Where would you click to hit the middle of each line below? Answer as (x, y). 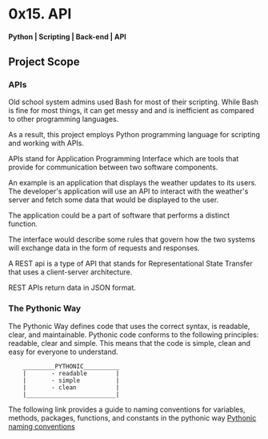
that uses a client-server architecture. (70, 272)
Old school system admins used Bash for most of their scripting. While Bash (133, 102)
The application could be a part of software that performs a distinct (119, 215)
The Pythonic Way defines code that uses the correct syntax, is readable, (129, 326)
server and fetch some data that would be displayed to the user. (114, 200)
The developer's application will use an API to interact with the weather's (128, 191)
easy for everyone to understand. (63, 352)
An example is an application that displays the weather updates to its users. (133, 183)
